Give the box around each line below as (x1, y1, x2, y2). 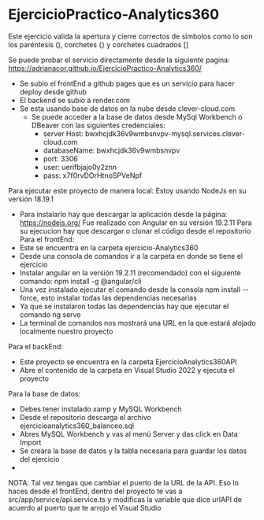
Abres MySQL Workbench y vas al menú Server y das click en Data (19, 429, 238, 438)
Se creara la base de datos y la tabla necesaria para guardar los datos (19, 446, 247, 455)
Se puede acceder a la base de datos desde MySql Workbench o (31, 112, 243, 121)
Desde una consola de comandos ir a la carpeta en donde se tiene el (19, 251, 243, 260)
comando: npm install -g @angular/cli (19, 276, 142, 286)
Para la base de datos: (8, 389, 81, 398)
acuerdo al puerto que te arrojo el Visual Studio (8, 503, 162, 512)
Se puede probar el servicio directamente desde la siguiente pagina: (8, 55, 230, 65)
